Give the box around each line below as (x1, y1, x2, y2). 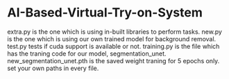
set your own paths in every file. (7, 64, 99, 72)
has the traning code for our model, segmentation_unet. (7, 49, 167, 58)
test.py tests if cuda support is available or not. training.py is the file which (7, 42, 220, 50)
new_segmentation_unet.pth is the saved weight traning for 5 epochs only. (7, 56, 220, 65)
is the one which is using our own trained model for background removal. (7, 34, 217, 43)
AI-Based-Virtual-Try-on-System (7, 5, 203, 21)
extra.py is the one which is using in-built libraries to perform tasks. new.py (7, 27, 222, 36)
